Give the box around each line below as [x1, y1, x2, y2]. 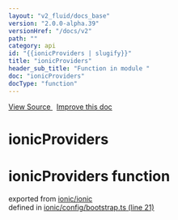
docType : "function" [8, 79, 78, 87]
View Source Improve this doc [8, 102, 113, 112]
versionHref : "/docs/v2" [8, 27, 92, 35]
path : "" [8, 34, 38, 43]
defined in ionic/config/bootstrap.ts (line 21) [8, 202, 155, 212]
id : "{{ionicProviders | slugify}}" [8, 49, 132, 57]
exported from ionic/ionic [8, 193, 93, 203]
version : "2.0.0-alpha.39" [8, 19, 100, 27]
